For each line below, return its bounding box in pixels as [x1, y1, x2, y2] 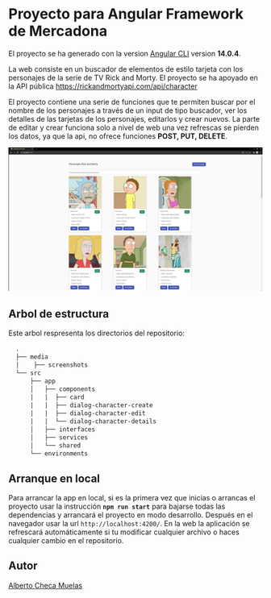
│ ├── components [29, 385, 95, 393]
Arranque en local [8, 471, 101, 485]
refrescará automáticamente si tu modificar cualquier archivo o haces [8, 527, 240, 537]
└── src [15, 369, 42, 377]
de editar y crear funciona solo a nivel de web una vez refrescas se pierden [8, 123, 260, 132]
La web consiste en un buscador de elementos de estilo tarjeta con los [8, 64, 244, 73]
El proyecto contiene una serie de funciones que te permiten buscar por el [8, 97, 256, 106]
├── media [15, 353, 48, 361]
